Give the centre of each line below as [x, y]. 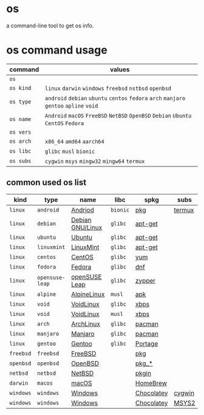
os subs [20, 161]
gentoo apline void [71, 106]
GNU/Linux [87, 227]
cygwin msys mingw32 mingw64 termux [95, 161]
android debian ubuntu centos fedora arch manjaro [115, 98]
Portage [147, 343]
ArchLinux [85, 324]
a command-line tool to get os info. [50, 26]
